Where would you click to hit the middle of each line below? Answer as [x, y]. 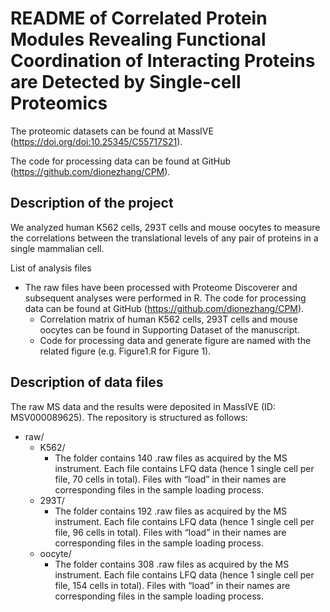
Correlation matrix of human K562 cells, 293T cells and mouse [168, 319]
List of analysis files [51, 268]
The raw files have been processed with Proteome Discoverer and [161, 287]
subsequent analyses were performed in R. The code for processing [165, 298]
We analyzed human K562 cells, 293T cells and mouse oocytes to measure [165, 227]
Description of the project [92, 203]
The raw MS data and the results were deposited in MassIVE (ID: [143, 406]
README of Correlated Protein [139, 18]
